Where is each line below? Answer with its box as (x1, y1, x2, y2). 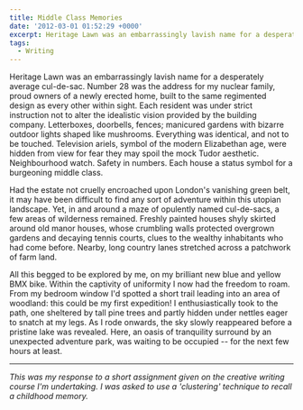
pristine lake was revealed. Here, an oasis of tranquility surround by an (9, 326, 272, 338)
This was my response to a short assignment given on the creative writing (9, 371, 286, 383)
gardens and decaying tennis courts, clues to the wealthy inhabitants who (9, 232, 284, 243)
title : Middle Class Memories (9, 13, 124, 23)
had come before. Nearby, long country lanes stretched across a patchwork (9, 242, 291, 253)
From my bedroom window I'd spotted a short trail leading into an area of (9, 288, 280, 299)
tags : (9, 38, 30, 48)
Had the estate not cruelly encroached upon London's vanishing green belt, (9, 185, 290, 196)
